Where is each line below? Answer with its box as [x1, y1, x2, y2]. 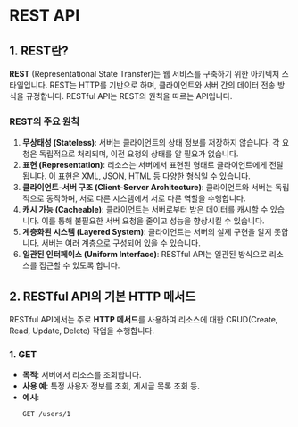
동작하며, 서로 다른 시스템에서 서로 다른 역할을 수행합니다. [46, 193, 247, 204]
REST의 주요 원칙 [9, 115, 80, 128]
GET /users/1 [21, 410, 71, 419]
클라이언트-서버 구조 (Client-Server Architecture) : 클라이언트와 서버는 [21, 182, 274, 193]
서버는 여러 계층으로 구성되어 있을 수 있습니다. [41, 238, 201, 248]
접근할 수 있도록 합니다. [38, 260, 120, 271]
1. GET [9, 348, 37, 361]
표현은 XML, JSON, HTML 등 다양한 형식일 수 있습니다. [57, 171, 252, 181]
